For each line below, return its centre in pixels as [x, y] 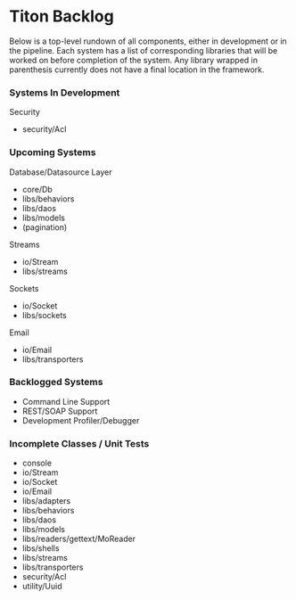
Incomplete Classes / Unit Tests [79, 443]
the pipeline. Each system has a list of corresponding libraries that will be [144, 50]
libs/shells [41, 548]
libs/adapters [46, 501]
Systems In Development [65, 93]
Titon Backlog [62, 16]
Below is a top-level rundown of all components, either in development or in [148, 41]
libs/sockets [44, 315]
